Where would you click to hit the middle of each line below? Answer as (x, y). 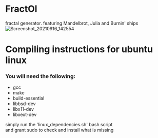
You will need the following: (41, 76)
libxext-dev (25, 115)
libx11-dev (23, 109)
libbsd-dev (24, 104)
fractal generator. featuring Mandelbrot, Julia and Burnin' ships (72, 23)
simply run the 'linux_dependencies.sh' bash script (59, 125)
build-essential (28, 98)
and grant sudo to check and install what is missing (60, 130)
